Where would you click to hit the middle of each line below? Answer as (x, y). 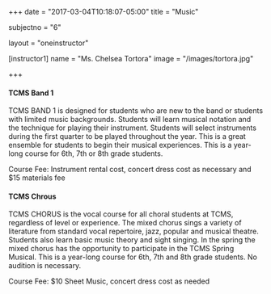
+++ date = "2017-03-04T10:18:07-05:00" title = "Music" (104, 12)
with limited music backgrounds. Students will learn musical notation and (130, 120)
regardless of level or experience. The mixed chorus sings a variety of (125, 223)
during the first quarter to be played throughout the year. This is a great (127, 136)
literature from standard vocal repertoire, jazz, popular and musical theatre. (133, 231)
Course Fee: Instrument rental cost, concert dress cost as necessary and (130, 170)
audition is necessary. (45, 266)
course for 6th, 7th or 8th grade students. (94, 153)
